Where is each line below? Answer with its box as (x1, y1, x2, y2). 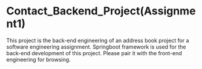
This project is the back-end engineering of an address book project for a (6, 37, 189, 44)
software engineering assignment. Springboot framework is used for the (6, 43, 186, 50)
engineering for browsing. (6, 56, 71, 63)
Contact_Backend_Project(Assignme (6, 4, 196, 18)
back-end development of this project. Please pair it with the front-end (6, 49, 183, 56)
